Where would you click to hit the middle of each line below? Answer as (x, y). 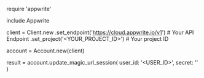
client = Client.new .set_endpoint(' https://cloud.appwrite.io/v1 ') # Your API (100, 32)
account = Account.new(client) (45, 51)
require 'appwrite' (29, 9)
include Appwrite (28, 20)
